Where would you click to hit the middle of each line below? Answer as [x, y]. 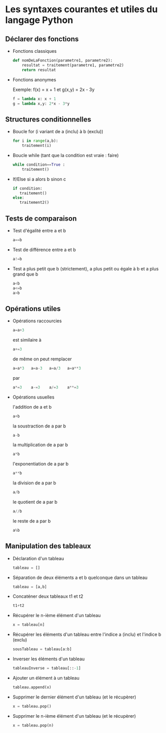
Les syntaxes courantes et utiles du [81, 9]
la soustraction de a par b [39, 426]
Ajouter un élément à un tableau [46, 678]
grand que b [25, 274]
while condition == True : [39, 164]
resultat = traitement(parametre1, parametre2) [73, 65]
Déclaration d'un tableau [38, 558]
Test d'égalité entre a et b [39, 231]
